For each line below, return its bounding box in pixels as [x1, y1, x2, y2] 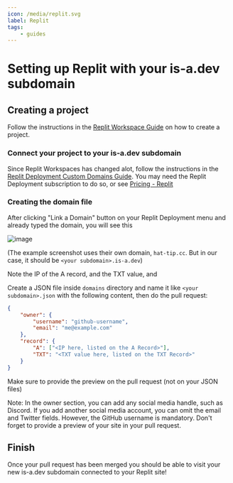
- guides [20, 30, 46, 38]
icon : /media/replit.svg [7, 10, 81, 18]
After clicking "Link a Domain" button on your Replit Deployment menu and [7, 213, 226, 222]
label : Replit [7, 17, 50, 24]
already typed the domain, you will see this [7, 221, 133, 229]
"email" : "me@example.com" [33, 325, 113, 332]
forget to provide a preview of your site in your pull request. [7, 420, 181, 430]
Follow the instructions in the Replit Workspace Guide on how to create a [7, 123, 220, 131]
